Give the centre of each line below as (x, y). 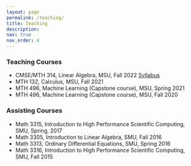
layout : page (23, 12)
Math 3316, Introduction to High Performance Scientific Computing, (100, 150)
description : (23, 29)
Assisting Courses (34, 111)
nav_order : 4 (23, 40)
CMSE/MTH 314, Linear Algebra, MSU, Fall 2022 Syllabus (88, 75)
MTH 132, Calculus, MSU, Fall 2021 (59, 82)
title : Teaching (27, 23)
